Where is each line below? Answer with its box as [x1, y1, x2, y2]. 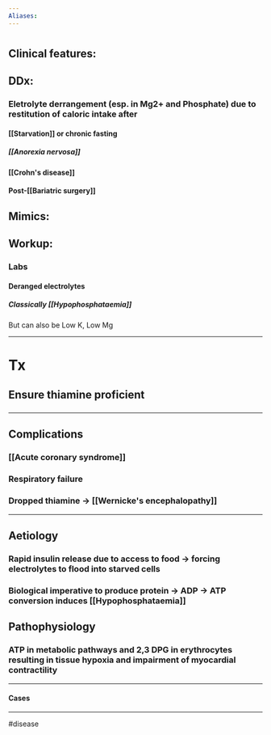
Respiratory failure [8, 474, 83, 485]
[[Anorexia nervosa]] [8, 147, 81, 157]
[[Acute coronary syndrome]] [8, 452, 127, 463]
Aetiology [8, 529, 59, 543]
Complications [8, 428, 84, 441]
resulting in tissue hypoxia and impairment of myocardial [8, 654, 236, 665]
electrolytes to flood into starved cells [8, 563, 161, 574]
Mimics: [8, 209, 50, 223]
